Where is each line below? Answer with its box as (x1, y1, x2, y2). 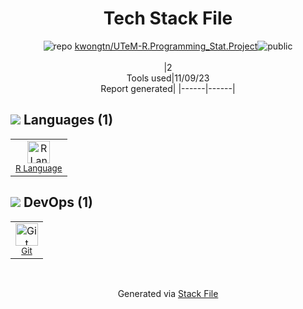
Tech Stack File (103, 7, 233, 30)
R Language (15, 162, 63, 174)
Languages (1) (23, 112, 114, 129)
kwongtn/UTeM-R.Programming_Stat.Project (74, 40, 258, 52)
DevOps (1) (23, 194, 93, 211)
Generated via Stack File (117, 287, 219, 299)
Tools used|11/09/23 (126, 72, 210, 84)
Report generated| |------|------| (100, 82, 236, 94)
